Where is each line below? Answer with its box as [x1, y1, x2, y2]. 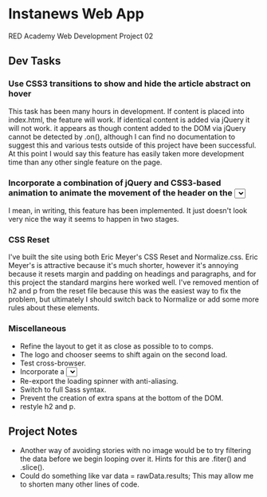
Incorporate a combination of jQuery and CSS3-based [8, 177, 222, 188]
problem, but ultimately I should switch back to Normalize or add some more [8, 294, 259, 304]
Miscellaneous [8, 323, 66, 334]
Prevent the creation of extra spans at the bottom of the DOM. [19, 392, 224, 403]
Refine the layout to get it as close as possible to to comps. [19, 341, 214, 351]
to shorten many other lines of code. [19, 479, 139, 489]
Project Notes [8, 424, 78, 438]
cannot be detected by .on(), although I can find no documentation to [8, 132, 236, 141]
